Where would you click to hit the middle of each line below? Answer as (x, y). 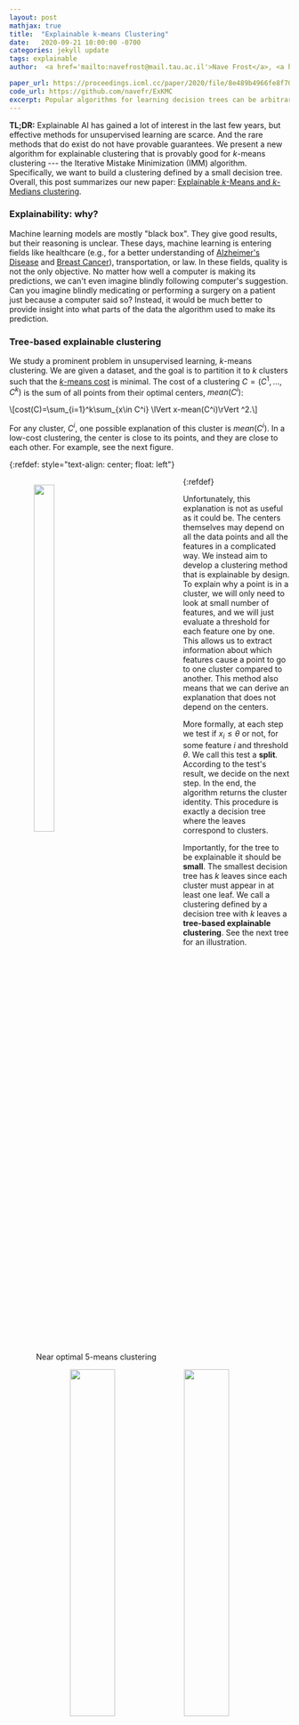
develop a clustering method (235, 565)
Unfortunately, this (217, 499)
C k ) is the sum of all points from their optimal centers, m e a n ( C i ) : (126, 391)
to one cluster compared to (233, 669)
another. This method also (230, 679)
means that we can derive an (236, 688)
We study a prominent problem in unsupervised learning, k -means (131, 361)
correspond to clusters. (226, 830)
